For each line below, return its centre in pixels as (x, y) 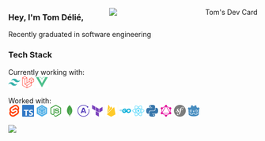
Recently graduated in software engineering (80, 35)
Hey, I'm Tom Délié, (46, 17)
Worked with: (30, 100)
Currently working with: (47, 72)
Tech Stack (30, 55)
